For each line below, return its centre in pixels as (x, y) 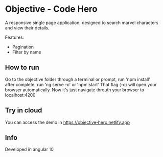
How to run (22, 67)
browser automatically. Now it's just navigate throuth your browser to (75, 90)
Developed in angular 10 (29, 149)
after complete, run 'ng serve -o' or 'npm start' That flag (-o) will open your (81, 84)
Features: (15, 37)
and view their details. (27, 27)
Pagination (23, 47)
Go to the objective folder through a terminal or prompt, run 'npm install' (78, 79)
